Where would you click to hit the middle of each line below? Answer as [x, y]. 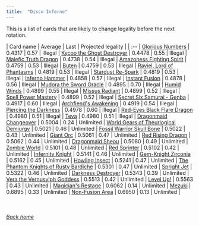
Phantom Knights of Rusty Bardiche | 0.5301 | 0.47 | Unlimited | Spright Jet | [99, 167]
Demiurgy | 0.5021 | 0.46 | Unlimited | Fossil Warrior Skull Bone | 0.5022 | [96, 128]
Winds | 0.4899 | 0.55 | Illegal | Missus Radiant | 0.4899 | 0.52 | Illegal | [93, 90]
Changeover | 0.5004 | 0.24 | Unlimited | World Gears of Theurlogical [91, 122]
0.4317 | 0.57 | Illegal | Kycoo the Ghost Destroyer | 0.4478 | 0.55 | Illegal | [97, 53]
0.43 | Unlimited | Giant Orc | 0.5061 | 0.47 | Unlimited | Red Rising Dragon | [99, 135]
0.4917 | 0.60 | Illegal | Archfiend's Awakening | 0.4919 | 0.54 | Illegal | [92, 103]
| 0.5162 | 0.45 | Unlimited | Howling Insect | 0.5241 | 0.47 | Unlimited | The [97, 160]
